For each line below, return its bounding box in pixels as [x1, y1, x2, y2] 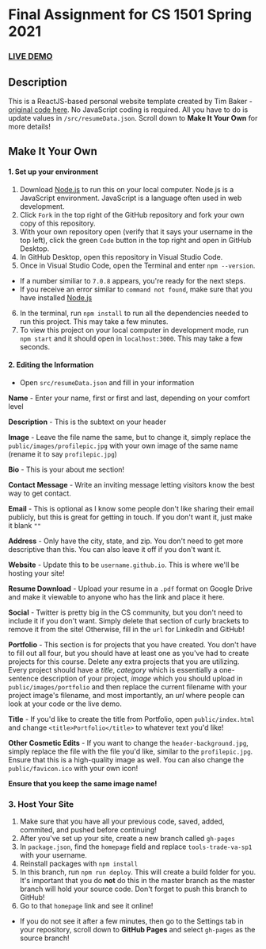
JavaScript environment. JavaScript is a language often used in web [19, 193, 242, 203]
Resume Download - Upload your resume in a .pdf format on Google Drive [8, 584, 253, 593]
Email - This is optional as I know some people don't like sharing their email [8, 503, 255, 513]
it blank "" [8, 520, 41, 530]
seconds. [19, 341, 51, 351]
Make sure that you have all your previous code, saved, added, [19, 816, 225, 827]
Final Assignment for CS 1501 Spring [8, 6, 252, 24]
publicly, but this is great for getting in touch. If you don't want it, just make [8, 512, 253, 522]
